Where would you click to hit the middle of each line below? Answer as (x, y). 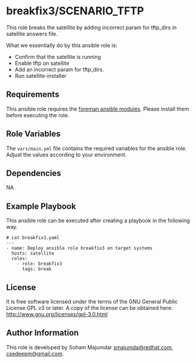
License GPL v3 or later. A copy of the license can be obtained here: (90, 308)
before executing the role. (38, 115)
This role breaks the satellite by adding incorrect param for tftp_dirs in (91, 27)
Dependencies (34, 173)
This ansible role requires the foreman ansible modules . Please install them (98, 109)
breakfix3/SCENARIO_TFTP (75, 11)
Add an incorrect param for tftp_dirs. (59, 69)
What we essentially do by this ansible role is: (62, 45)
